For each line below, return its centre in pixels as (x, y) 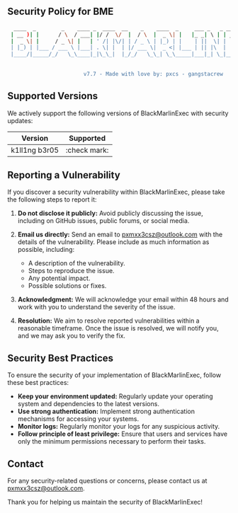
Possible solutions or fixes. (67, 286)
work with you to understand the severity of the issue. (96, 307)
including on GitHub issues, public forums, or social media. (103, 221)
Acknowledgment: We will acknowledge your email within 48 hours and (123, 299)
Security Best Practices (61, 358)
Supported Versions (52, 96)
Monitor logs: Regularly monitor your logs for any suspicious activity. (119, 427)
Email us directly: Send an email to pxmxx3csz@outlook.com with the (120, 235)
